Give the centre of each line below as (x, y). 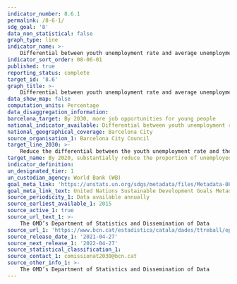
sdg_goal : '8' (28, 27)
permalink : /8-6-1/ (36, 20)
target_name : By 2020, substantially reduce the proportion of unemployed (120, 158)
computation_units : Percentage (53, 106)
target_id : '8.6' (33, 79)
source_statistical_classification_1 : (64, 250)
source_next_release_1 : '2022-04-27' (63, 243)
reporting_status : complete (49, 73)
